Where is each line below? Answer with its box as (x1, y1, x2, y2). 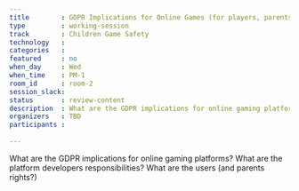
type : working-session (9, 21, 129, 30)
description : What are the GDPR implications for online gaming (9, 104, 261, 113)
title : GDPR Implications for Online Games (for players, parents (9, 12, 293, 22)
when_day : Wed (9, 63, 82, 72)
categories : (9, 46, 66, 55)
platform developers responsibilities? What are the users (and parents (9, 162, 265, 173)
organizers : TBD (9, 112, 82, 121)
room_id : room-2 (9, 79, 93, 88)
